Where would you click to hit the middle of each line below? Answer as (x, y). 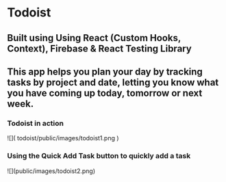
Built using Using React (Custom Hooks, (94, 38)
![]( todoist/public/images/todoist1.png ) (63, 138)
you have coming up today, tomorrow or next (105, 93)
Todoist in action (35, 123)
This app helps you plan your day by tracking (105, 71)
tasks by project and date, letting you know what (113, 82)
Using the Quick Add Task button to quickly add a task (99, 156)
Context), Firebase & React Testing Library (99, 48)
